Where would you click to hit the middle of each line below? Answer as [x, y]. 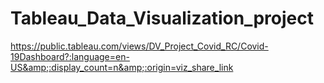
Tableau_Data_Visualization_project [162, 18]
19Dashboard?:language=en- [70, 56]
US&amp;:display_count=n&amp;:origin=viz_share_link [122, 67]
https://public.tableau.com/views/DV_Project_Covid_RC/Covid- [139, 46]
